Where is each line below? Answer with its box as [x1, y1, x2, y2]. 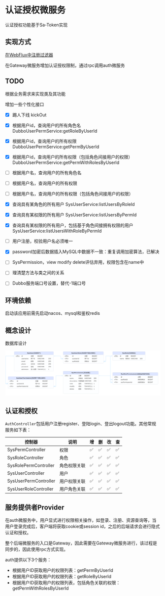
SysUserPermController [7, 478, 56, 484]
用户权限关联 [59, 478, 86, 484]
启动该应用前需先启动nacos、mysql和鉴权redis [5, 310, 100, 316]
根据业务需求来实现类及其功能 [5, 91, 66, 97]
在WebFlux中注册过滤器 [5, 51, 53, 57]
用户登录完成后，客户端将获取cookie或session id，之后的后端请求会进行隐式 [5, 523, 160, 530]
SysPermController [7, 447, 46, 453]
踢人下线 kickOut [12, 112, 47, 118]
